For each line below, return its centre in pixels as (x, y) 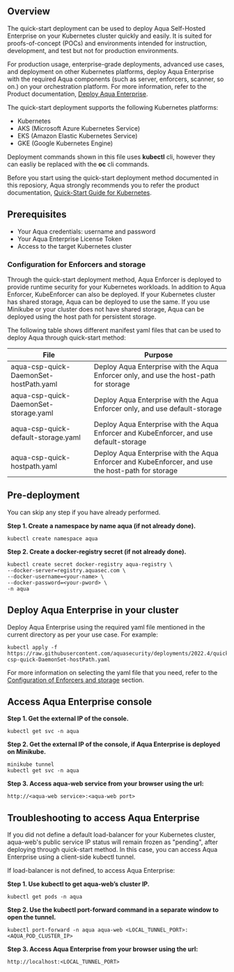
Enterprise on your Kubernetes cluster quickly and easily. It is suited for (110, 36)
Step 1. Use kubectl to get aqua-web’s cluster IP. (78, 884)
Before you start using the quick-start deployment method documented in (113, 177)
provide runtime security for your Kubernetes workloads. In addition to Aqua (117, 286)
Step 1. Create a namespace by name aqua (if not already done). (102, 525)
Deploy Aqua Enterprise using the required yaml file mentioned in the (106, 627)
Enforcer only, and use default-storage (158, 408)
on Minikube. (27, 752)
